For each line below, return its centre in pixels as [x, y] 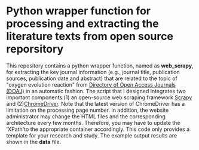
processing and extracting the [83, 24]
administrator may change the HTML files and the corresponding [86, 116]
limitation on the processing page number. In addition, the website [88, 110]
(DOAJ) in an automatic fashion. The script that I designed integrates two [96, 91]
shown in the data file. [34, 142]
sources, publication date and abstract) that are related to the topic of [92, 78]
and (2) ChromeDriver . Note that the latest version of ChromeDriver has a [96, 103]
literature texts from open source [90, 36]
